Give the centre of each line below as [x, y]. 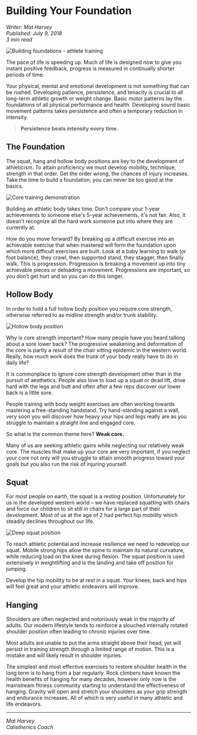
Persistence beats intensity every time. [69, 128]
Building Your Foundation [69, 11]
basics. [15, 186]
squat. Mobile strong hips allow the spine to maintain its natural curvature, [95, 550]
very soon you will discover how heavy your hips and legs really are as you [96, 416]
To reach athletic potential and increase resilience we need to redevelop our [98, 544]
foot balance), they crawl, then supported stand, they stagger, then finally [95, 257]
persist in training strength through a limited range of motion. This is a [90, 649]
